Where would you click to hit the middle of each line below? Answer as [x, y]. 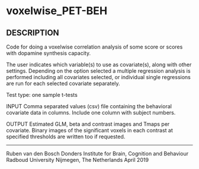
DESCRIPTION [33, 33]
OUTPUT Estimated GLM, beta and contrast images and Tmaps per [88, 124]
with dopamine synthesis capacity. [48, 53]
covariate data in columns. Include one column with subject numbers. [91, 113]
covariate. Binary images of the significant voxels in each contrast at [90, 130]
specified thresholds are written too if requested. [66, 136]
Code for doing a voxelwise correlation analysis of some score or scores [94, 47]
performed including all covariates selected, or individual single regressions [98, 77]
